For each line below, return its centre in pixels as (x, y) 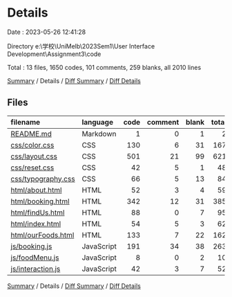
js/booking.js (31, 246)
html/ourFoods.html (42, 235)
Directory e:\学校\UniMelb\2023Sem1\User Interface (81, 46)
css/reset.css (32, 168)
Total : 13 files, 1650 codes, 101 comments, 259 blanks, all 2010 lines (104, 67)
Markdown (99, 134)
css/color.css (32, 145)
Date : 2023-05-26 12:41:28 (47, 32)
